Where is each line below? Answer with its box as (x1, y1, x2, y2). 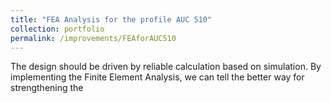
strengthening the (10, 82, 84, 94)
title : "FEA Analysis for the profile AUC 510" (10, 14, 213, 25)
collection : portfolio (10, 24, 105, 34)
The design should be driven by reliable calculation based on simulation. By (10, 61, 322, 73)
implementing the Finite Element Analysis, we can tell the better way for (10, 71, 305, 83)
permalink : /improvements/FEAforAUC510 (10, 33, 177, 43)
